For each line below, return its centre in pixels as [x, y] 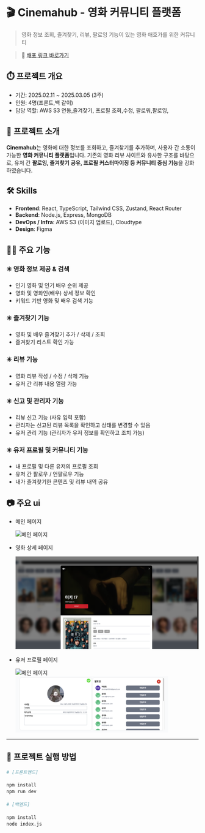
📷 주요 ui [23, 503]
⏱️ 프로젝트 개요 [34, 76]
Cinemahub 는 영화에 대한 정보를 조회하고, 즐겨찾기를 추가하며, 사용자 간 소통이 [101, 147]
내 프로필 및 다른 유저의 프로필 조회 [57, 467]
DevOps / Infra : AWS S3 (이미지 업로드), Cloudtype [78, 222]
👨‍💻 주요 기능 [28, 250]
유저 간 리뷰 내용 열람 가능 [46, 383]
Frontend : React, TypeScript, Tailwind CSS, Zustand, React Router [98, 208]
